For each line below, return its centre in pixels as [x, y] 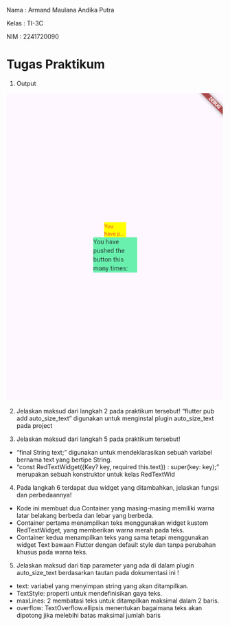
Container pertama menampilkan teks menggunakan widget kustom [112, 523]
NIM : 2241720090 [33, 36]
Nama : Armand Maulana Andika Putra [60, 10]
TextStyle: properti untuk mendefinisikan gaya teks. [89, 594]
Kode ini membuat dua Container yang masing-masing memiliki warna [115, 508]
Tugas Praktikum [56, 64]
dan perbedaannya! [44, 495]
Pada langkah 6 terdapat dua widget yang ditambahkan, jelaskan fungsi [117, 488]
